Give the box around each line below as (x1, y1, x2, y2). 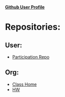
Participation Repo (12, 54, 50, 60)
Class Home (12, 81, 37, 87)
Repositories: (5, 22, 61, 32)
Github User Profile (5, 4, 45, 10)
